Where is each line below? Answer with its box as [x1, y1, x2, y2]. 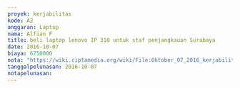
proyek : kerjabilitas [7, 10, 72, 18]
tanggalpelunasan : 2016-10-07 [7, 63, 98, 70]
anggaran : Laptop [7, 23, 59, 31]
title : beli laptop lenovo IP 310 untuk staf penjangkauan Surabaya [7, 37, 216, 44]
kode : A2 [7, 17, 34, 24]
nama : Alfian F [7, 30, 53, 38]
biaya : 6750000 [7, 50, 53, 57]
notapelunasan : [7, 70, 53, 77]
